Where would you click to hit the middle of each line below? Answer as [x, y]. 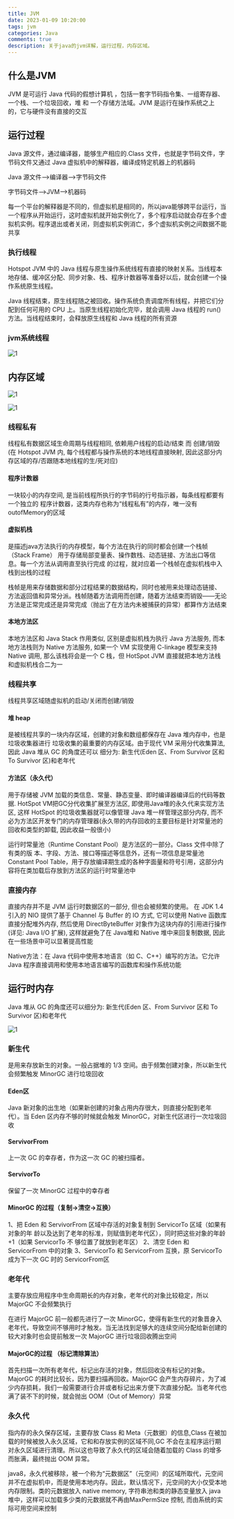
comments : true [30, 40]
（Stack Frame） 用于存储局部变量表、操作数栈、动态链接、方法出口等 [109, 555]
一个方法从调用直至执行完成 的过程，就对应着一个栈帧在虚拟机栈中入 [124, 563]
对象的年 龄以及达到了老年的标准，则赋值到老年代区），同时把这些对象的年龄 [117, 1233]
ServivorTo [24, 1174]
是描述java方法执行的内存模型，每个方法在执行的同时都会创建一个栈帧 [108, 546]
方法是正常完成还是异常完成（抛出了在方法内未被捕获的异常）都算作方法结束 [117, 604]
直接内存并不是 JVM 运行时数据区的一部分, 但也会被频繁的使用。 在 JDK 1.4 [116, 906]
